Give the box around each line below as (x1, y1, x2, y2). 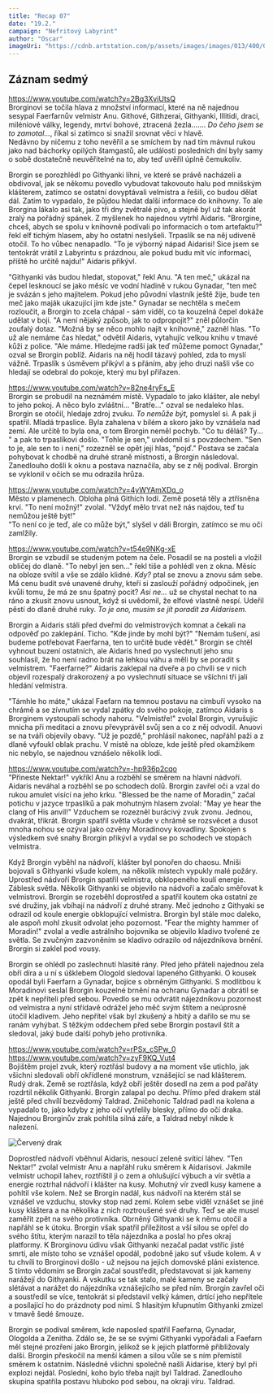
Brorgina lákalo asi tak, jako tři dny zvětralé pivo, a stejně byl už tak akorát (8, 204, 256, 214)
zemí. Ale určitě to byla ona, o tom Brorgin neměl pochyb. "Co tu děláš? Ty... (8, 426, 264, 436)
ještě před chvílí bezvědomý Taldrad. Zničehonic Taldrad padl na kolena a (8, 1096, 255, 1105)
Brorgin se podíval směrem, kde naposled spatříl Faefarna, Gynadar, (8, 1324, 236, 1334)
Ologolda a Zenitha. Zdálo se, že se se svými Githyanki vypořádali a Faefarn (8, 1333, 262, 1343)
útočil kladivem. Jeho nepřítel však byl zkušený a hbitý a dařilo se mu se (8, 1011, 250, 1021)
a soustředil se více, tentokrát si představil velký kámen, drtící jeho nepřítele (8, 1292, 262, 1301)
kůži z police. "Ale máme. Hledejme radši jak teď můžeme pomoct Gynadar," (8, 341, 264, 350)
